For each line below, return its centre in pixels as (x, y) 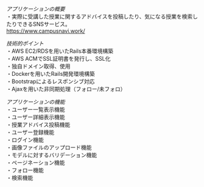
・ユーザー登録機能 (30, 132)
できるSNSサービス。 (44, 24)
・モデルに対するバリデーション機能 (52, 155)
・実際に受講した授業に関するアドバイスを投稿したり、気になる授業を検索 (100, 16)
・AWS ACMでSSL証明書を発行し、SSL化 (58, 59)
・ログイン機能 (25, 140)
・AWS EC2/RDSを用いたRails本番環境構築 (60, 51)
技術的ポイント (25, 43)
